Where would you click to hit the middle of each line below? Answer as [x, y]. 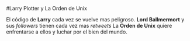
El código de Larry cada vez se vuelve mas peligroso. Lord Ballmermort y [95, 19]
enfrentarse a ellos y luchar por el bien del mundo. [67, 32]
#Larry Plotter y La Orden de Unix [47, 8]
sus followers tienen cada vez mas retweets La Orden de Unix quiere [89, 26]
